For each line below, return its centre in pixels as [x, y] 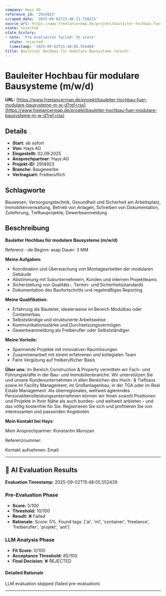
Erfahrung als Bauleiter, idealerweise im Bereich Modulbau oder [77, 309]
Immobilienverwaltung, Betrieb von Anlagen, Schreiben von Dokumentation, [82, 207]
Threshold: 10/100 [31, 511]
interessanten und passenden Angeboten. [48, 411]
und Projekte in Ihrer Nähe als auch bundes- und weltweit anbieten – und [79, 401]
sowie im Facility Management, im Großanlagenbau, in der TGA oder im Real [83, 385]
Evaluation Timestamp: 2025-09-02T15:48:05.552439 [61, 482]
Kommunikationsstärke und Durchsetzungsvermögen [66, 325]
